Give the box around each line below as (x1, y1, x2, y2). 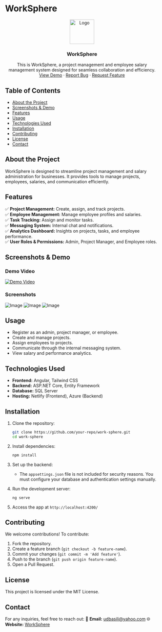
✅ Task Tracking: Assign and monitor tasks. (5, 217, 94, 223)
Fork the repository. (12, 541, 52, 547)
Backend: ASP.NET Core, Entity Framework (12, 383, 100, 389)
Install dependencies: (12, 443, 56, 449)
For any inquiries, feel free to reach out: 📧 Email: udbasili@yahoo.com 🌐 (5, 616, 150, 622)
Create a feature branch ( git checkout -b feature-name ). (12, 546, 127, 552)
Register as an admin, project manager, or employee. (12, 329, 119, 336)
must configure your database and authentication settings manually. (19, 476, 157, 482)
